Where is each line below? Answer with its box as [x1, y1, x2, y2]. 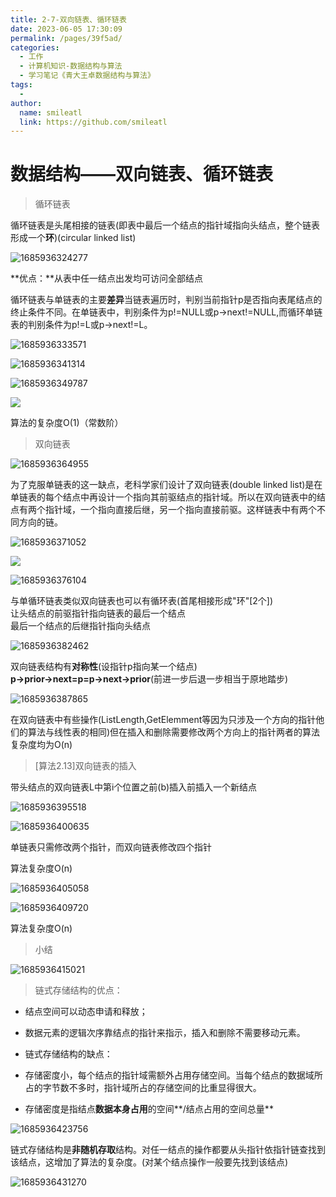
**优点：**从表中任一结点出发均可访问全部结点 [10, 272, 204, 285]
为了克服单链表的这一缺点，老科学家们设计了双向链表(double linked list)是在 [10, 479, 323, 491]
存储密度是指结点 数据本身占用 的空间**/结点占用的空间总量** [24, 1103, 274, 1115]
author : [10, 98, 43, 108]
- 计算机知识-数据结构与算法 [19, 61, 123, 71]
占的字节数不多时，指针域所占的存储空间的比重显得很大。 [24, 1082, 262, 1094]
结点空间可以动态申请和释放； [24, 1006, 148, 1018]
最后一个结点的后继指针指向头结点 [10, 620, 151, 632]
